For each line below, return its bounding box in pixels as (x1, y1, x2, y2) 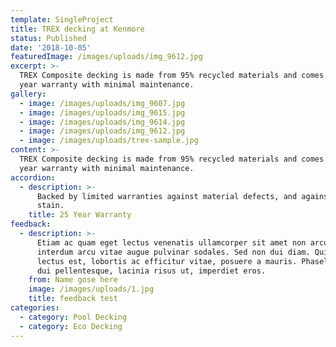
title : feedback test (28, 294, 118, 304)
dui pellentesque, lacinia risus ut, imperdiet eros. (36, 266, 267, 276)
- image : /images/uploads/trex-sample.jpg (19, 136, 199, 146)
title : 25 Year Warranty (28, 210, 132, 220)
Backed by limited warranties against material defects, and (36, 191, 298, 201)
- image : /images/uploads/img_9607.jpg (19, 98, 186, 108)
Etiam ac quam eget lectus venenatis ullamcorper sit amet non (36, 237, 307, 248)
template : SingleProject (10, 14, 114, 25)
